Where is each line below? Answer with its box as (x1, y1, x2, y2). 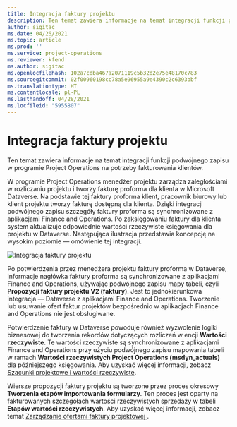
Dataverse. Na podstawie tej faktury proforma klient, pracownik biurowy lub (7, 192, 227, 200)
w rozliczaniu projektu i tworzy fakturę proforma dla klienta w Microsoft (7, 184, 215, 193)
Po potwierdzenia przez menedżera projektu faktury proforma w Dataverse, (7, 264, 227, 272)
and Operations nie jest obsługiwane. (7, 309, 116, 318)
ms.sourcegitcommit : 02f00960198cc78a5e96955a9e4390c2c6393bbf (7, 76, 197, 83)
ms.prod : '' (7, 43, 42, 50)
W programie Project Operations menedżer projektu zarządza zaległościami (7, 177, 228, 186)
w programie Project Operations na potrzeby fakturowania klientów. (7, 163, 203, 172)
